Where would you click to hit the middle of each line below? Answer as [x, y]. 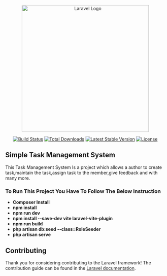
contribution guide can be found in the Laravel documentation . [71, 268]
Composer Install [31, 202]
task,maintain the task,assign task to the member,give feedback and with [81, 172]
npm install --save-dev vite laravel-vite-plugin [63, 219]
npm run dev [26, 213]
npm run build [28, 224]
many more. [18, 178]
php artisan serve [32, 235]
